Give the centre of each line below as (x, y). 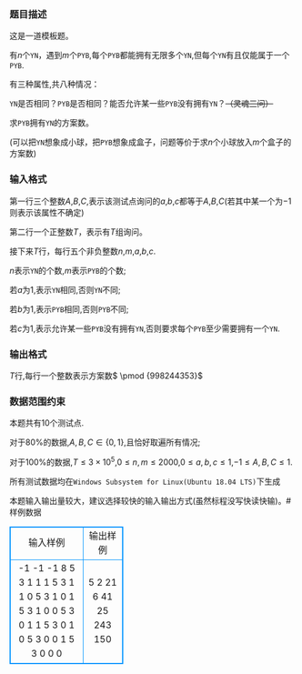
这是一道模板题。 (41, 36)
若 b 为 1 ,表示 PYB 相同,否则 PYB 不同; (69, 309)
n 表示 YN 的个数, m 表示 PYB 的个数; (68, 270)
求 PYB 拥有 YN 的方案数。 (51, 123)
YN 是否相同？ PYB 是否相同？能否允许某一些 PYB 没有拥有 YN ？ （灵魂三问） (141, 104)
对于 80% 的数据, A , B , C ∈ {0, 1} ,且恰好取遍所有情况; (105, 442)
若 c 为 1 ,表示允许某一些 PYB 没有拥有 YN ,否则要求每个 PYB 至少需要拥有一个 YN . (145, 328)
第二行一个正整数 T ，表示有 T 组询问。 (79, 231)
